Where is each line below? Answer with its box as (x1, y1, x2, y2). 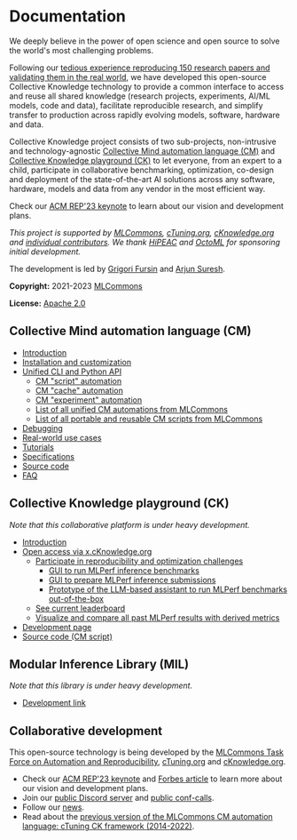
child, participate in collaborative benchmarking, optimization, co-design (9, 164, 275, 175)
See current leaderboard (35, 603, 126, 613)
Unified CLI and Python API (21, 366, 122, 377)
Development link (21, 698, 86, 708)
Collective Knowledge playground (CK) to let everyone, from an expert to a (9, 155, 282, 165)
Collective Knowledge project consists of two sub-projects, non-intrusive (9, 136, 277, 147)
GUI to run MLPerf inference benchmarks (48, 564, 199, 575)
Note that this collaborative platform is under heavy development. (9, 519, 250, 530)
